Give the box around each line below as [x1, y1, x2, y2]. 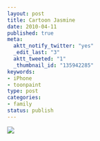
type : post [7, 88, 39, 94]
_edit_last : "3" [13, 49, 60, 56]
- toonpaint [7, 81, 41, 88]
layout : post [7, 10, 45, 17]
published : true [7, 29, 54, 37]
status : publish [7, 107, 54, 114]
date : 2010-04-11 [7, 23, 57, 30]
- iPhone [7, 74, 32, 82]
